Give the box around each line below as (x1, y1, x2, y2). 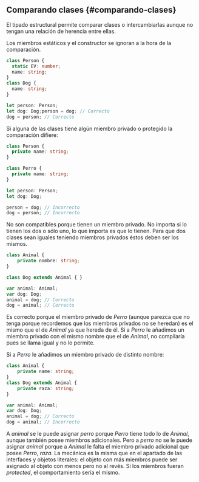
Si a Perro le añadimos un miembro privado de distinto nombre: (6, 351, 164, 358)
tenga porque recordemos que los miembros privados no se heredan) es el (6, 320, 194, 327)
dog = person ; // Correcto (6, 114, 75, 120)
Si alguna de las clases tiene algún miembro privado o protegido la (6, 125, 173, 132)
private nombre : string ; (17, 258, 80, 264)
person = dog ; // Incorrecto (6, 204, 80, 211)
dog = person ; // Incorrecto (6, 210, 80, 216)
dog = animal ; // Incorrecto (6, 419, 80, 425)
